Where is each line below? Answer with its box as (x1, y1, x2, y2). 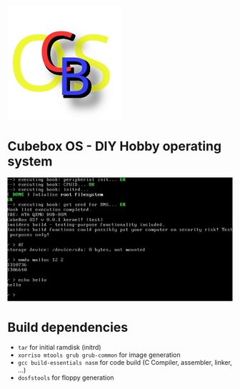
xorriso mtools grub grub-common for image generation (17, 350, 181, 359)
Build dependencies (7, 320, 129, 335)
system (7, 153, 53, 170)
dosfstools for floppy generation (17, 373, 114, 382)
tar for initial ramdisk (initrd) (17, 343, 101, 351)
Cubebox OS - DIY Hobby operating (7, 138, 222, 155)
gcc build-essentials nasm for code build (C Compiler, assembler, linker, (17, 358, 232, 366)
